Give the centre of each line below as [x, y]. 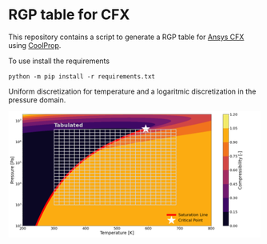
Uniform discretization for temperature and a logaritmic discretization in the [132, 91]
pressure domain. [37, 100]
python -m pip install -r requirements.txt [82, 76]
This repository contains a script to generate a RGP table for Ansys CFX [126, 37]
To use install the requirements [59, 61]
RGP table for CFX [69, 15]
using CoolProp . [35, 45]
